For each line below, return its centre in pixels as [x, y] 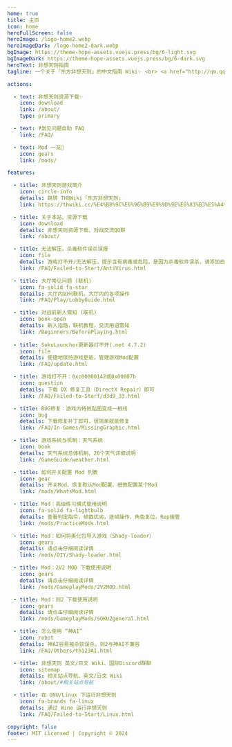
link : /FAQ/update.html [54, 364]
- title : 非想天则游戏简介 [48, 185]
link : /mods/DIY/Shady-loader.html [71, 555]
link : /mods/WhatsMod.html [58, 492]
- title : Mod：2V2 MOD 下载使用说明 [62, 568]
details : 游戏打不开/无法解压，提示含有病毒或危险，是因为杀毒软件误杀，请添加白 [123, 262]
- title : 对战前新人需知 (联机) [55, 313]
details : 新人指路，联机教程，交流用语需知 [75, 326]
